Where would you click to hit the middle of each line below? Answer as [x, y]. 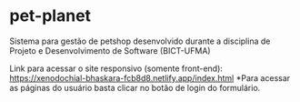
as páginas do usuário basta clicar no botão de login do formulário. [135, 87]
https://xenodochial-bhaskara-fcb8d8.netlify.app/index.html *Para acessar [150, 77]
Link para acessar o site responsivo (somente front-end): [116, 68]
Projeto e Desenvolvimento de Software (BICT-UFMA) [110, 50]
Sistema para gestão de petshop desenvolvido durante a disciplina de [140, 41]
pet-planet [50, 16]
